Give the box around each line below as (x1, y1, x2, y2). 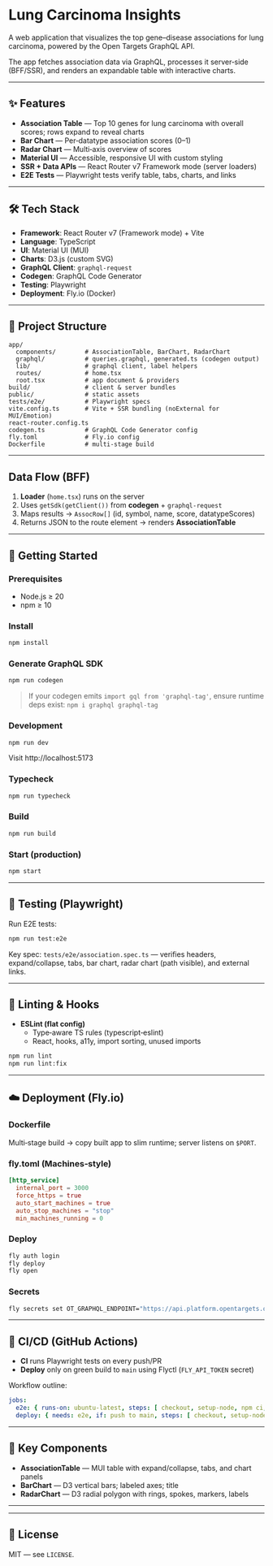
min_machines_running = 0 (15, 1214, 104, 1222)
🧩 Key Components (8, 1442, 108, 1456)
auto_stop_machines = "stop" (15, 1206, 115, 1215)
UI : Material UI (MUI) (19, 245, 89, 255)
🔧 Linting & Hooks (8, 997, 100, 1011)
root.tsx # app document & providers (15, 376, 180, 385)
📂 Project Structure (8, 319, 107, 333)
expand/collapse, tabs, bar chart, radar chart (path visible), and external (8, 958, 249, 967)
